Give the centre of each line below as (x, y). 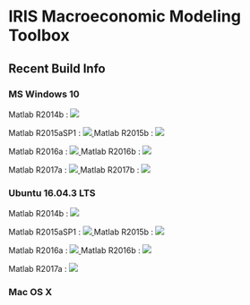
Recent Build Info (57, 68)
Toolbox (39, 35)
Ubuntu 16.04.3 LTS (52, 192)
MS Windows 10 (44, 94)
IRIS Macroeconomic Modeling (125, 17)
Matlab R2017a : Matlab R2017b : (74, 169)
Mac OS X (30, 292)
